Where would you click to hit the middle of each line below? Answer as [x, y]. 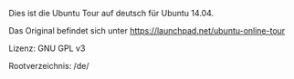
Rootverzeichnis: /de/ [49, 66]
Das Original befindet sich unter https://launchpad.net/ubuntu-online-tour [147, 30]
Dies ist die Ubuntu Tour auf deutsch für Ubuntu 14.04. [111, 13]
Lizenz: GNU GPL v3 [47, 48]
